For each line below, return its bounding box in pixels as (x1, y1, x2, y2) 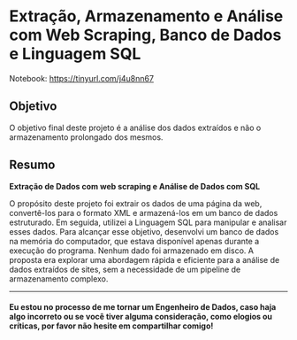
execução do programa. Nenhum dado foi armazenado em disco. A (9, 245, 255, 256)
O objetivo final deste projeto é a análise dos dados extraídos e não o (9, 122, 262, 133)
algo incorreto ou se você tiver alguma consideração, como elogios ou (9, 312, 272, 322)
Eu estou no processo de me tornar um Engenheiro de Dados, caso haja (9, 302, 277, 313)
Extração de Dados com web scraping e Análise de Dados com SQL (9, 181, 261, 191)
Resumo (9, 158, 56, 173)
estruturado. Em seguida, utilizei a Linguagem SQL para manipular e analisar (9, 217, 287, 228)
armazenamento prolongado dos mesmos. (9, 131, 164, 143)
